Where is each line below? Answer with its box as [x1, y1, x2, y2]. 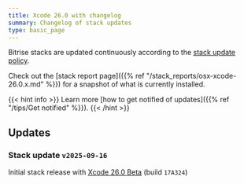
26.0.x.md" [8, 79, 44, 89]
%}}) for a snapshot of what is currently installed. [45, 79, 206, 89]
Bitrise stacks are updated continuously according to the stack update [8, 48, 236, 57]
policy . [8, 56, 30, 65]
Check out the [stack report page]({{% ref [8, 72, 145, 81]
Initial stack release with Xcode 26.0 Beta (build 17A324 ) [8, 167, 188, 177]
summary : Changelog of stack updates [8, 19, 132, 27]
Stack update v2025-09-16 [8, 149, 108, 160]
